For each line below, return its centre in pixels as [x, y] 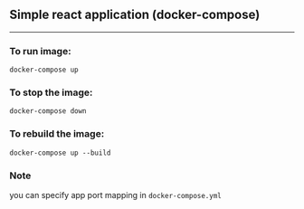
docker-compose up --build [60, 153]
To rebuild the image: [57, 134]
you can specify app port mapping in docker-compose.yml [115, 195]
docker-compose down [48, 111]
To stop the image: [51, 92]
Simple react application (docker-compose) [135, 15]
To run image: [40, 51]
